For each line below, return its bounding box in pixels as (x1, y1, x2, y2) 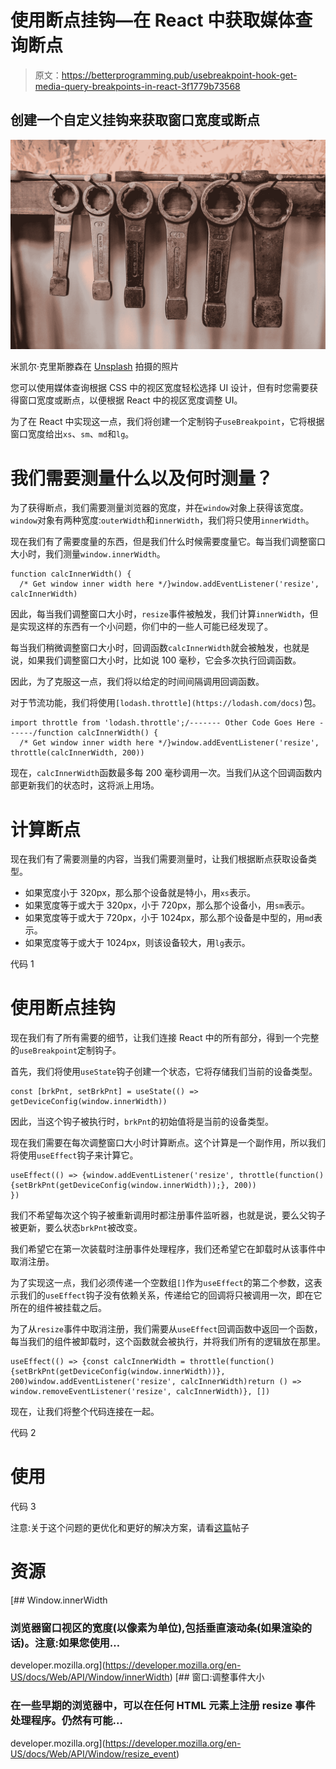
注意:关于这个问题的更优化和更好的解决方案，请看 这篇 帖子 (10, 1522, 250, 1534)
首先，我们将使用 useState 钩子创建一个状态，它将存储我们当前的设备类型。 (10, 1066, 318, 1078)
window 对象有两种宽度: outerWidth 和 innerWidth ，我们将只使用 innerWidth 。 (10, 514, 315, 526)
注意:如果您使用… (34, 1636, 121, 1650)
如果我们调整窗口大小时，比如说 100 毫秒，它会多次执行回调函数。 (27, 654, 302, 666)
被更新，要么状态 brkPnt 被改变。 (10, 1222, 143, 1234)
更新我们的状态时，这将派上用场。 (18, 779, 160, 791)
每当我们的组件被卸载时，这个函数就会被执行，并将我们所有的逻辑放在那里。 (10, 1336, 326, 1348)
